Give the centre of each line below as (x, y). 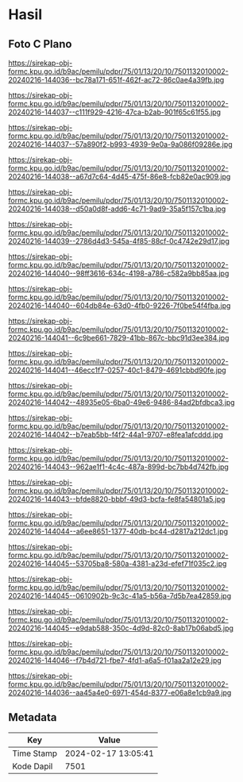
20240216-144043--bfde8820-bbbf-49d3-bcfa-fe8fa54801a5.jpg (117, 499)
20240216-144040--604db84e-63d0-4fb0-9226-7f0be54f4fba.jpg (120, 306)
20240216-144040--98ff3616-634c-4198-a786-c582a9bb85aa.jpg (119, 273)
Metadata (33, 717)
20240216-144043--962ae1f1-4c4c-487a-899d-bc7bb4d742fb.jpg (118, 467)
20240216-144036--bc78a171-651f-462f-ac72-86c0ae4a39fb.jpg (116, 80)
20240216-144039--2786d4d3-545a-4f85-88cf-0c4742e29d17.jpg (119, 241)
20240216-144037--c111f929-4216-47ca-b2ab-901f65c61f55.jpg (114, 112)
